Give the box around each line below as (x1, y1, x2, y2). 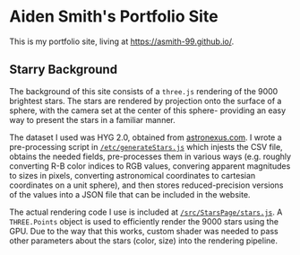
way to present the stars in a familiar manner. (9, 114, 176, 125)
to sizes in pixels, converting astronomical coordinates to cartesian (9, 170, 256, 180)
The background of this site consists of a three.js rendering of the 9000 (9, 85, 279, 96)
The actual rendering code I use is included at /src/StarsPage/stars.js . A (9, 207, 283, 217)
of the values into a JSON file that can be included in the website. (9, 189, 251, 199)
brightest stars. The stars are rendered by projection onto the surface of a (9, 95, 282, 106)
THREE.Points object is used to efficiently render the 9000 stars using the (9, 215, 279, 226)
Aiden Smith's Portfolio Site (9, 6, 219, 27)
